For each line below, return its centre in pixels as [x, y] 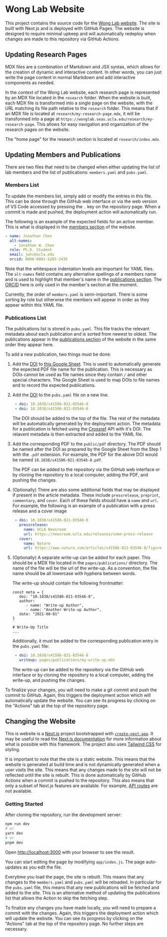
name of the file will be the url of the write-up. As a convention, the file [85, 568]
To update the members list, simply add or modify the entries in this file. [79, 196]
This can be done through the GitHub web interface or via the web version [81, 201]
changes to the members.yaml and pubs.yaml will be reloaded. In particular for [83, 882]
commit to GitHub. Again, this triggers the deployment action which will [78, 695]
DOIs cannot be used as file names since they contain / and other [80, 375]
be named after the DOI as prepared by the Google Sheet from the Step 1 [87, 449]
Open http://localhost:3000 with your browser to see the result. [70, 852]
